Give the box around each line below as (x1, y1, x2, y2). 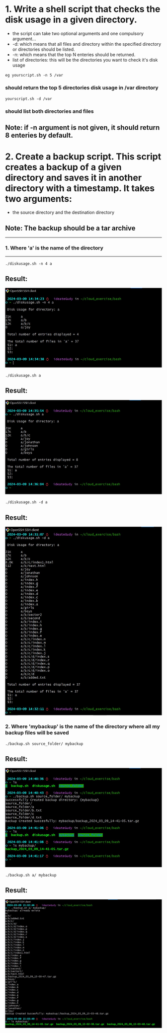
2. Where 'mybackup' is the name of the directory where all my (5, 723, 160, 730)
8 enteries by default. (5, 131, 73, 140)
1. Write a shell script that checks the (5, 3, 161, 15)
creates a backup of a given (5, 161, 122, 172)
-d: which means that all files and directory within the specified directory (12, 41, 162, 47)
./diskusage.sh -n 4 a (5, 261, 52, 266)
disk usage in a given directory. (5, 14, 138, 25)
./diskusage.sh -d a (5, 500, 48, 505)
